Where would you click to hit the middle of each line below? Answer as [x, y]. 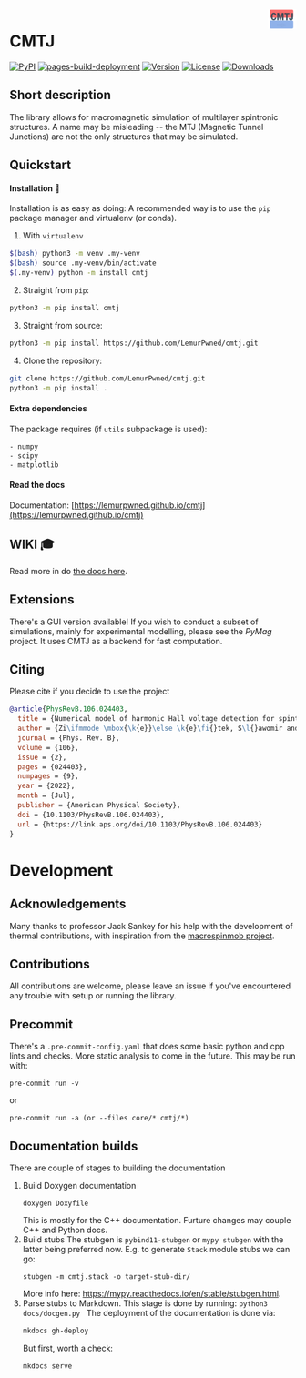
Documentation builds [74, 1146]
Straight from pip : [56, 289]
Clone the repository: [62, 360]
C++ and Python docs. [65, 1230]
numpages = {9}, [48, 776]
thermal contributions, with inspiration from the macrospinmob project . [142, 936]
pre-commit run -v [44, 1084]
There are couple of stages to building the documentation [117, 1168]
